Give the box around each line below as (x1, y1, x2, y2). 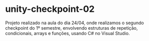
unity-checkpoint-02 (5, 3, 95, 15)
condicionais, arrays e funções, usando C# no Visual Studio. (5, 30, 130, 36)
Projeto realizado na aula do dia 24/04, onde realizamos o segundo (5, 20, 144, 26)
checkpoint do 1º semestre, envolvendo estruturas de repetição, (5, 25, 138, 31)
